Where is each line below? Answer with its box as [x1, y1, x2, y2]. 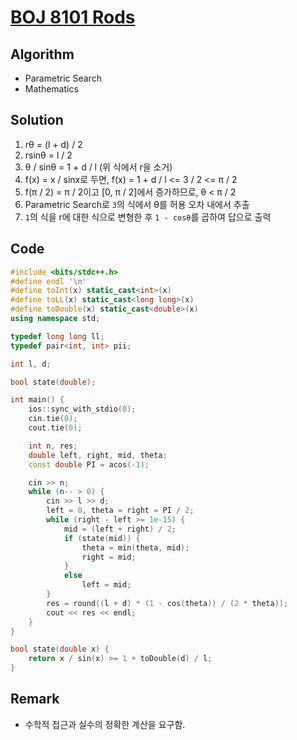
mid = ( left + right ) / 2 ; [63, 524, 177, 534]
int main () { [10, 395, 65, 405]
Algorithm [10, 46, 75, 63]
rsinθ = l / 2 [24, 149, 73, 161]
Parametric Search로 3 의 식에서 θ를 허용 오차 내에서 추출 [24, 198, 250, 210]
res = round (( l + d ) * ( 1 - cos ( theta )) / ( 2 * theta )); [46, 598, 289, 608]
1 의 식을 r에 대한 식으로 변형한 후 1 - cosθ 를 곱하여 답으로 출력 [24, 211, 272, 223]
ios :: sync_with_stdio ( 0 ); [28, 404, 137, 415]
